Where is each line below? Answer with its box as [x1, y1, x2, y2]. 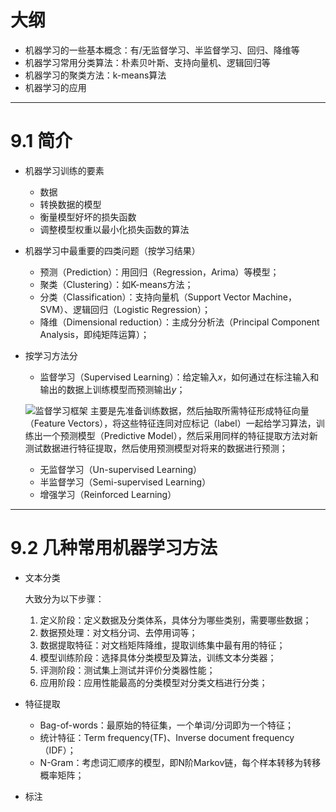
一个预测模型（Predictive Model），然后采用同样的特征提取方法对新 [42, 429, 318, 441]
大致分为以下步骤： [24, 592, 105, 605]
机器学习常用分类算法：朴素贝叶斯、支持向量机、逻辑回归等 [24, 56, 271, 68]
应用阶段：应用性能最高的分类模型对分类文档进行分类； [39, 676, 268, 688]
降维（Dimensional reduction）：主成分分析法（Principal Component [39, 316, 320, 328]
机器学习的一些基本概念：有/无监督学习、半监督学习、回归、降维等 [24, 44, 300, 56]
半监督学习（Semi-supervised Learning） [39, 476, 212, 488]
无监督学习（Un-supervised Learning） [39, 463, 203, 475]
